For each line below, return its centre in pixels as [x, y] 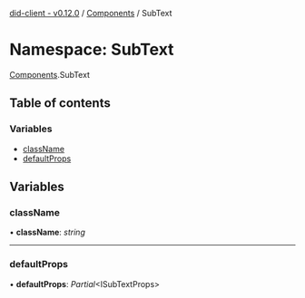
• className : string [48, 232]
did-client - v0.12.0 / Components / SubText [91, 13]
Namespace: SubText [92, 50]
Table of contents [60, 103]
